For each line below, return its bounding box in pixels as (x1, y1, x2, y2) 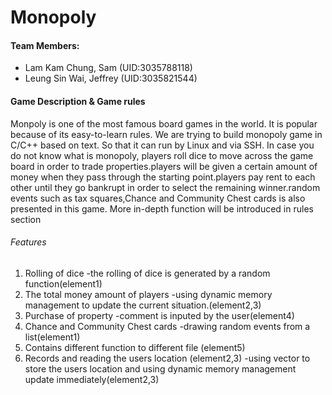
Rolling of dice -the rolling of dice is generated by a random (24, 267, 271, 279)
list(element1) (24, 331, 81, 343)
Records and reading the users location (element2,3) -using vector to (24, 352, 311, 364)
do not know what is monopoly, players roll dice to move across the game (10, 149, 314, 161)
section (10, 213, 42, 225)
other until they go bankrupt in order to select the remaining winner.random (10, 181, 321, 193)
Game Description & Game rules (10, 95, 146, 107)
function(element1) (24, 277, 103, 290)
